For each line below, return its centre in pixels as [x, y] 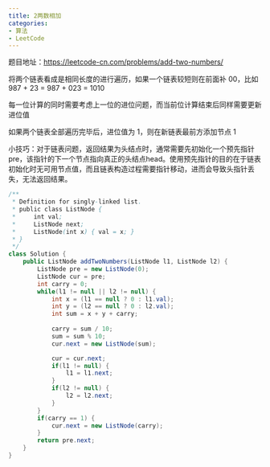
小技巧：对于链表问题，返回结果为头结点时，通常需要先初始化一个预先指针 [131, 149]
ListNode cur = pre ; [72, 277]
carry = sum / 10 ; [82, 329]
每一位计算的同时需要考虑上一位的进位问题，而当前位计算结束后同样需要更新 [135, 104]
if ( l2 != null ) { [80, 388]
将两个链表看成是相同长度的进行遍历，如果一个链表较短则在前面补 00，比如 [133, 79]
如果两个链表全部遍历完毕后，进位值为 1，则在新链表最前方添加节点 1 [123, 132]
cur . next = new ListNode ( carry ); [107, 426]
